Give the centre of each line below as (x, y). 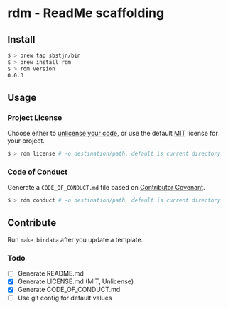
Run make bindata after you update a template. (75, 240)
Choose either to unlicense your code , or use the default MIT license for (113, 134)
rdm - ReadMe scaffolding (86, 13)
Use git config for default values (65, 298)
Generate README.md (50, 273)
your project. (26, 141)
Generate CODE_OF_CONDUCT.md (69, 290)
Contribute (32, 223)
